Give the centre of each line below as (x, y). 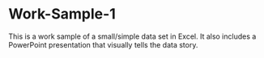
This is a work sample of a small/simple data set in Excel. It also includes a (132, 36)
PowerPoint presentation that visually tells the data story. (103, 44)
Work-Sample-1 (62, 14)
